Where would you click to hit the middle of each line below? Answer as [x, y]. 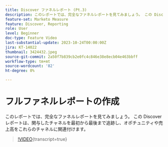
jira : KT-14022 [21, 47]
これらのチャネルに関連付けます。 [53, 129]
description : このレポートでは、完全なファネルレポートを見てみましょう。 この [79, 15]
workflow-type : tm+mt [28, 61]
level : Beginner [22, 33]
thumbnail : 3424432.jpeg [31, 52]
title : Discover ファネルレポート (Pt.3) [46, 10]
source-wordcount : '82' [30, 66]
